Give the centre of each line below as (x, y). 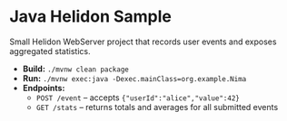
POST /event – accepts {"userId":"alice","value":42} (138, 98)
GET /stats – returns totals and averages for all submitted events (157, 107)
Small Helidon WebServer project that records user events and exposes (143, 42)
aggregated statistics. (50, 51)
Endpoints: (44, 88)
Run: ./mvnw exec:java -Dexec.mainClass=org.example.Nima (134, 78)
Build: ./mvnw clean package (75, 69)
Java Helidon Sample (91, 17)
